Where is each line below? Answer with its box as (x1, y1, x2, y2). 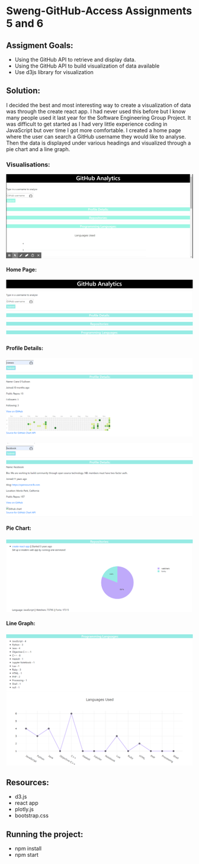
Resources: (6, 777, 49, 788)
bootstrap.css (14, 812, 49, 819)
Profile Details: (6, 344, 43, 351)
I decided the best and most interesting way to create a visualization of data (6, 101, 191, 108)
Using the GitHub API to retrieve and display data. (14, 56, 136, 63)
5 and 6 (6, 17, 44, 30)
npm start (14, 851, 38, 858)
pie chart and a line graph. (6, 145, 70, 152)
